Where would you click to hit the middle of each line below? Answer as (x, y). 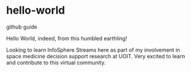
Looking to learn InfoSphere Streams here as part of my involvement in (93, 50)
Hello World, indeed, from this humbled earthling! (67, 38)
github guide (22, 27)
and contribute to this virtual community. (56, 62)
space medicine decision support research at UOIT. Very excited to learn (95, 56)
